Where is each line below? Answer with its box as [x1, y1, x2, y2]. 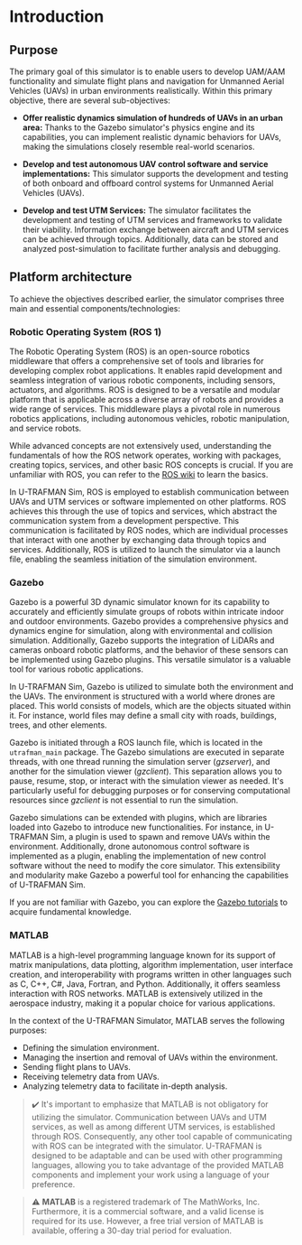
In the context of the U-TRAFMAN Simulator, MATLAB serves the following [9, 1015, 286, 1026]
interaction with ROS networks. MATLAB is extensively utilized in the [9, 988, 263, 999]
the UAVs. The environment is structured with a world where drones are [9, 691, 276, 701]
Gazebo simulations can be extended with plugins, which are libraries [9, 813, 268, 823]
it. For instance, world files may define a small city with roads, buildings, [9, 711, 278, 721]
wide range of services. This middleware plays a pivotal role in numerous [9, 404, 281, 414]
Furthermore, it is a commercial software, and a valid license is [31, 1205, 264, 1216]
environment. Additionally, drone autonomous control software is [9, 841, 251, 852]
